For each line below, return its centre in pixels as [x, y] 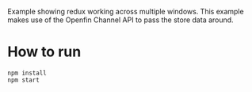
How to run [44, 52]
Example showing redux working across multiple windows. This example [126, 11]
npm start [24, 80]
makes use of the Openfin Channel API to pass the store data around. [121, 20]
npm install [27, 73]
